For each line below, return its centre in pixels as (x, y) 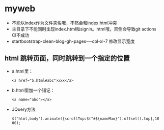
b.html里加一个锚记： (33, 90)
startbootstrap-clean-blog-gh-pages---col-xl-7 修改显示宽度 (73, 41)
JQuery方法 (24, 109)
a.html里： (22, 71)
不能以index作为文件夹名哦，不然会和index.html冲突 (64, 23)
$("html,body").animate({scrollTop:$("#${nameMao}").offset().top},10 (85, 119)
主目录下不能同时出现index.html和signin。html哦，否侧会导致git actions (84, 29)
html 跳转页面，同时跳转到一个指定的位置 (67, 58)
